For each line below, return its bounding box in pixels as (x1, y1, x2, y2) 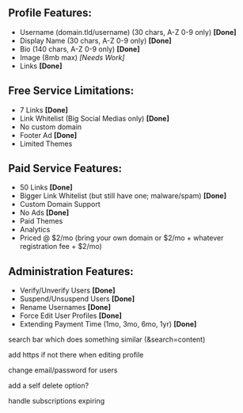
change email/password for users (8, 365, 118, 375)
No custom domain (19, 122, 82, 132)
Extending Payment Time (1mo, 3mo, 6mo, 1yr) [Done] (19, 319, 197, 329)
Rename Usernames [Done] (19, 303, 111, 312)
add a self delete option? (8, 380, 89, 391)
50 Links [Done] (19, 182, 73, 193)
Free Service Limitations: (8, 84, 135, 98)
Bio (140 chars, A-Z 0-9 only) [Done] (19, 44, 140, 54)
